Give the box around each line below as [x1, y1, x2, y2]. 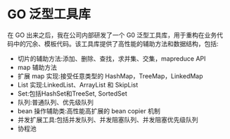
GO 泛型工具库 [7, 6, 91, 22]
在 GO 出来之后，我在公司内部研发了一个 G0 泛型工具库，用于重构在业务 [7, 31, 217, 39]
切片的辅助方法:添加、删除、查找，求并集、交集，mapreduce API [17, 54, 206, 63]
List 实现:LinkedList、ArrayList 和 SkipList [17, 80, 139, 89]
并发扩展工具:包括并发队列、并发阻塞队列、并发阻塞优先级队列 [17, 115, 198, 124]
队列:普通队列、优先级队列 [17, 98, 94, 106]
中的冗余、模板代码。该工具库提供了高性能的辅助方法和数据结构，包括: [13, 39, 219, 47]
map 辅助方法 [17, 63, 58, 71]
